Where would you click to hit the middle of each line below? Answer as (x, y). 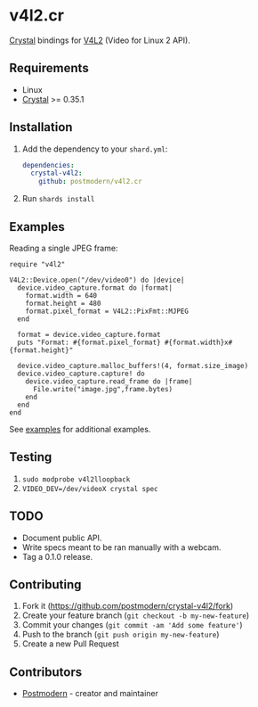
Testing (31, 457)
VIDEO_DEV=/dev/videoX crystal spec (90, 489)
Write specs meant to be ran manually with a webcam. (121, 547)
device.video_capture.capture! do (81, 374)
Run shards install (58, 199)
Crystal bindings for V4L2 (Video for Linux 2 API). (100, 40)
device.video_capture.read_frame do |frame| (109, 382)
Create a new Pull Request (71, 644)
